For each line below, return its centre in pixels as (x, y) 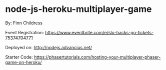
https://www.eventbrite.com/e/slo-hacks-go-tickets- (99, 32)
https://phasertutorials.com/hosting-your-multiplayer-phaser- (97, 57)
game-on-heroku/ (23, 62)
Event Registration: (24, 32)
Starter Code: (19, 57)
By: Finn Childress (24, 23)
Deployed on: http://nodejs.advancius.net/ (49, 47)
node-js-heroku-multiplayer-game (78, 9)
